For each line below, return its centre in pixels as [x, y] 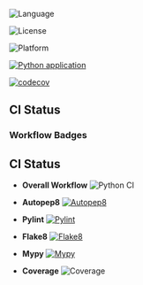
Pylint [33, 220]
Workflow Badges [49, 135]
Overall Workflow [55, 185]
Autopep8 [41, 203]
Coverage [40, 271]
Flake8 [35, 237]
